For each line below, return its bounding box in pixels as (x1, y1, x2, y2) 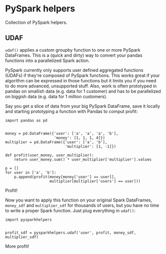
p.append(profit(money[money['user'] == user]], (14, 174, 116, 179)
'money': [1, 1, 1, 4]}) (54, 135, 106, 140)
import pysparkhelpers (5, 217, 52, 222)
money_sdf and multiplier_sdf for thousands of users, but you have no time (5, 202, 160, 208)
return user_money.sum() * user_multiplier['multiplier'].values (14, 157, 152, 162)
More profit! (5, 243, 30, 249)
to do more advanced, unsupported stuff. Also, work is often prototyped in (5, 83, 157, 89)
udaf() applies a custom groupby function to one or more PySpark (5, 47, 141, 53)
